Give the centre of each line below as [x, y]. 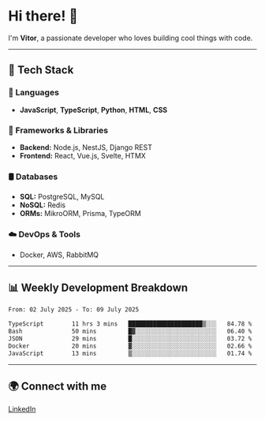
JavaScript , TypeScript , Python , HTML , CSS [93, 110]
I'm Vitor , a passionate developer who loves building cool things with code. [131, 38]
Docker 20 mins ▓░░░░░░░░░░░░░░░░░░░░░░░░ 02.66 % [130, 346]
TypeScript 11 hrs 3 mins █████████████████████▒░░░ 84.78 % [130, 324]
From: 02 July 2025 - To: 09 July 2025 [74, 310]
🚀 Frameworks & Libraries [58, 130]
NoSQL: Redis [42, 205]
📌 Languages [34, 92]
